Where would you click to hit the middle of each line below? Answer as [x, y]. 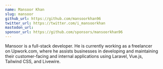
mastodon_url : [19, 28]
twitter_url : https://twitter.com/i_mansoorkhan [55, 23]
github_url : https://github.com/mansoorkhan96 [53, 18]
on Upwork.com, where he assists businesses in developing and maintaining [81, 51]
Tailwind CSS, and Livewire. [33, 61]
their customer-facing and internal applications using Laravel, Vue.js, [74, 56]
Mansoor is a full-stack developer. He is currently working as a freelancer [79, 46]
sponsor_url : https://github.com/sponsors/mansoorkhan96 [64, 32]
